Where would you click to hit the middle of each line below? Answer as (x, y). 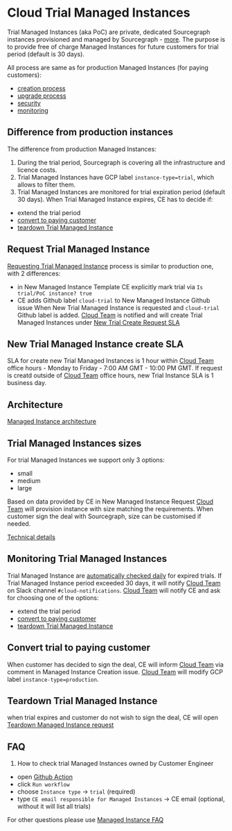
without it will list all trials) (54, 807)
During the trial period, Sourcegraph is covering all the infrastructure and (121, 162)
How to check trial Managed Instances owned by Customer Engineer (115, 764)
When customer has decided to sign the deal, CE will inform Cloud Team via (115, 665)
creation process (41, 88)
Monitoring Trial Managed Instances (87, 559)
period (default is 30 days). (46, 54)
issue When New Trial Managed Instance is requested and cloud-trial (118, 307)
